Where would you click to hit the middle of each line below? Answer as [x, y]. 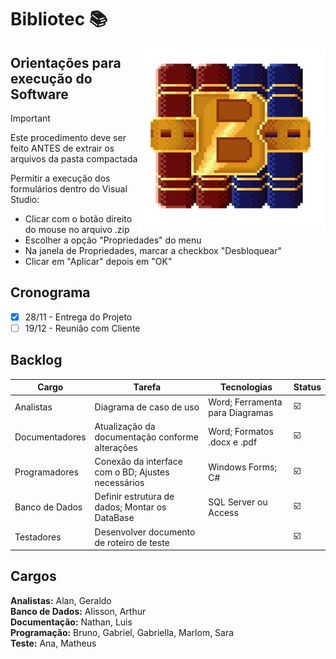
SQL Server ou [238, 502]
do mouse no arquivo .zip [77, 229]
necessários [119, 482]
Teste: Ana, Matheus [53, 643]
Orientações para [66, 62]
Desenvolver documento [145, 532]
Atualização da [125, 426]
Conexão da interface [138, 461]
